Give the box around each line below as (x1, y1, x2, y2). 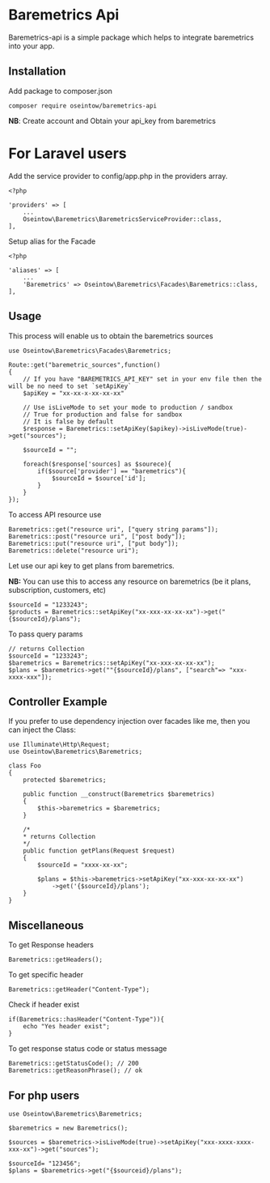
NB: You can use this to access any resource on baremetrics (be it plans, (8, 577, 251, 586)
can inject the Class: (8, 725, 77, 734)
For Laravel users (8, 144, 127, 163)
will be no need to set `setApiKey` (8, 382, 132, 390)
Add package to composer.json (8, 86, 113, 96)
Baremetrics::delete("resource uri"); (8, 547, 139, 555)
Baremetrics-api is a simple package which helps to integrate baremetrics (8, 32, 255, 42)
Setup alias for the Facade (8, 236, 96, 246)
